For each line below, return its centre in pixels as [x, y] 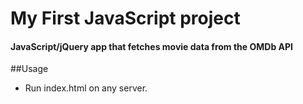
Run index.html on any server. [86, 88]
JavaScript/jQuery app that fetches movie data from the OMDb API [152, 46]
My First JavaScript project [125, 18]
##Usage [29, 69]
